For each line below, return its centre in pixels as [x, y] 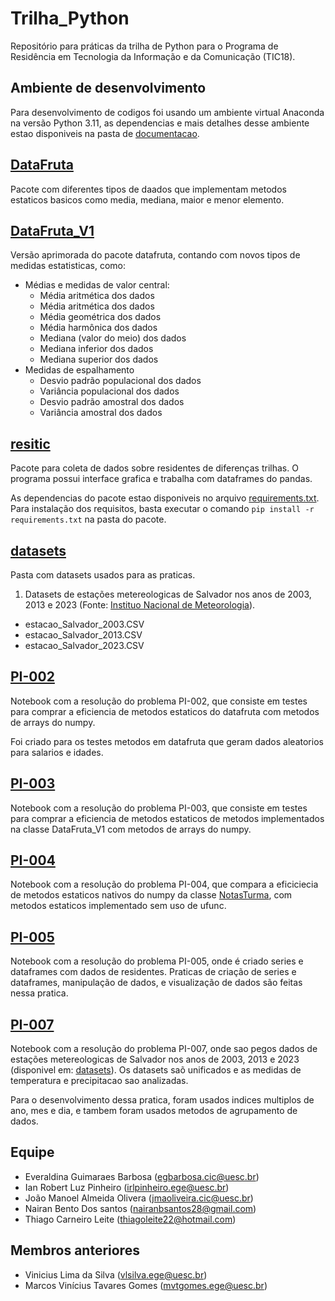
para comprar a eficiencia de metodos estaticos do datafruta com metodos [165, 711]
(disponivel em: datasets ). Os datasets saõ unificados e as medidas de [156, 1070]
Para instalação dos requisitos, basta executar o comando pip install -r [162, 509]
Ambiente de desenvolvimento [108, 88]
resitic [30, 443]
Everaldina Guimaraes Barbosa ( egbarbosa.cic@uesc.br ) [142, 1176]
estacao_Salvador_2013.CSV [83, 635]
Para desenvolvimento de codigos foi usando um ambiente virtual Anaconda [167, 112]
